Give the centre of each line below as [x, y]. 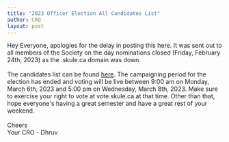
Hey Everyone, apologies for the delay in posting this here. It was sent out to [114, 46]
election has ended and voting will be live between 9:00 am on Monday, [108, 82]
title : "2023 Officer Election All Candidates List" [84, 13]
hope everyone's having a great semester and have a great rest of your [107, 104]
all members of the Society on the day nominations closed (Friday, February [114, 53]
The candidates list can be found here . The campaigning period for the [107, 74]
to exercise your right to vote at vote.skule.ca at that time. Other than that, [111, 96]
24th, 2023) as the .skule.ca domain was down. [74, 60]
